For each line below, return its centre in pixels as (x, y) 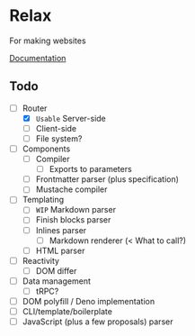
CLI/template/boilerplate (67, 311)
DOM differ (56, 270)
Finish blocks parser (73, 220)
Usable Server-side (71, 118)
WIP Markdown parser (76, 210)
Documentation (38, 58)
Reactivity (41, 260)
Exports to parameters (90, 169)
